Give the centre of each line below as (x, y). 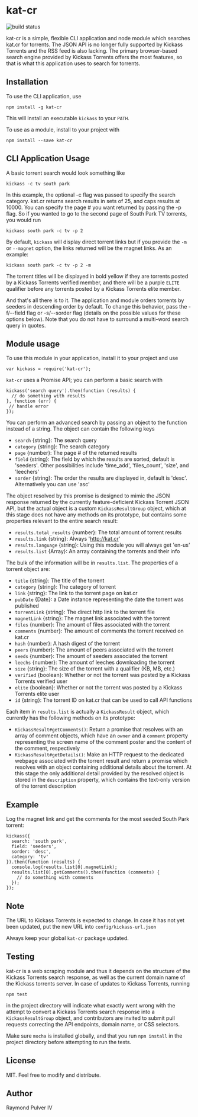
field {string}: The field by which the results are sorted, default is (95, 459)
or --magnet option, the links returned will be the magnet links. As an (89, 248)
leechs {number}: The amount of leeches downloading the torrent (95, 662)
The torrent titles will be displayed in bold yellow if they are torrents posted (97, 276)
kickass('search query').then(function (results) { (71, 391)
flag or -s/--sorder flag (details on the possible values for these (104, 313)
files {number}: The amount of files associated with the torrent (92, 625)
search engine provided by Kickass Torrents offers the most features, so (94, 57)
